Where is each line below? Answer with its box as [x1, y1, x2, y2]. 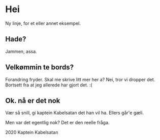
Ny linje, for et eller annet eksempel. [5, 20, 81, 26]
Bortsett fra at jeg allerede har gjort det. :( [5, 82, 92, 88]
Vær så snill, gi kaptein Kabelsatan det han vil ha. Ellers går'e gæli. [5, 110, 144, 116]
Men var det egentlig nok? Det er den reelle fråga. [5, 120, 110, 126]
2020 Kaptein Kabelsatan [5, 129, 58, 135]
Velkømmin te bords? [5, 63, 74, 72]
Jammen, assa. [5, 48, 37, 54]
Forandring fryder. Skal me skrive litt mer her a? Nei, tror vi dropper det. [5, 76, 155, 82]
